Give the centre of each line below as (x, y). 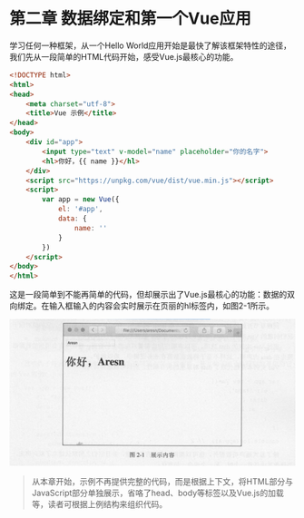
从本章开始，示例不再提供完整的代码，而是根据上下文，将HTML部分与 (162, 482)
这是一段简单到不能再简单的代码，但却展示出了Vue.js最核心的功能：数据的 (148, 295)
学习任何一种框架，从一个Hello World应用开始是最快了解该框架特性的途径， (151, 45)
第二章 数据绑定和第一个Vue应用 (130, 19)
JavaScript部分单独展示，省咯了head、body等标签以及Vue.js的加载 (157, 493)
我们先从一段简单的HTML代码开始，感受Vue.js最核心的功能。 (124, 56)
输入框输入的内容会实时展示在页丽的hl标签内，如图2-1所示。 (162, 306)
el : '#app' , (80, 210)
